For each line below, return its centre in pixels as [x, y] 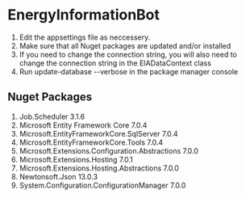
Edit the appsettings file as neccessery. [85, 37]
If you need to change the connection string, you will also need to [128, 54]
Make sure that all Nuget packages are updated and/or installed [125, 45]
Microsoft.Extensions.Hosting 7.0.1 [76, 159]
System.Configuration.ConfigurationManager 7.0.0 [102, 185]
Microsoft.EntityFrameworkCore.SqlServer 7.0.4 [98, 133]
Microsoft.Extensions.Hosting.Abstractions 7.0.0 [99, 168]
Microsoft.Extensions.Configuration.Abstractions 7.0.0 [109, 150]
